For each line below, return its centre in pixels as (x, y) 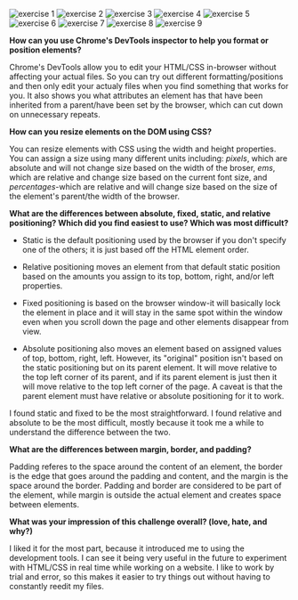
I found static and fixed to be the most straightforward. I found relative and (145, 413)
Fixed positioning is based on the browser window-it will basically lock (151, 303)
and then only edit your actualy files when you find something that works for (149, 86)
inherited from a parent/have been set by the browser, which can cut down (146, 105)
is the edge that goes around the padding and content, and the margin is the (149, 476)
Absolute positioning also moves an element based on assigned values (152, 349)
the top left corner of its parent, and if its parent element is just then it (149, 377)
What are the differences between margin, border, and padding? (130, 449)
